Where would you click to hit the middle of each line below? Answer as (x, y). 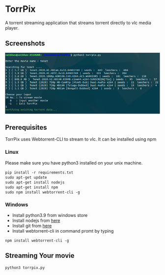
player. (12, 28)
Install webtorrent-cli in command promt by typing (63, 231)
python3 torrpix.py (25, 268)
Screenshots (25, 44)
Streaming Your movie (40, 256)
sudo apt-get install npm (31, 187)
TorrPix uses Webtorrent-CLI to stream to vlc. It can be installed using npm (81, 139)
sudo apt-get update (26, 177)
